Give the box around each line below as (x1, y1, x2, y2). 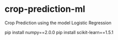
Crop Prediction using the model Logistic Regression (4, 20, 112, 26)
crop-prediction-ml (4, 3, 85, 15)
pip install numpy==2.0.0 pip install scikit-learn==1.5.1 (4, 29, 114, 35)
